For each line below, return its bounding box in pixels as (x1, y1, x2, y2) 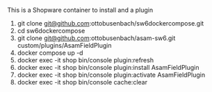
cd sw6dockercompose (17, 27, 85, 35)
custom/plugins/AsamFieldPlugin (17, 42, 113, 49)
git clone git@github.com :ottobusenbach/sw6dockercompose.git (17, 19, 204, 27)
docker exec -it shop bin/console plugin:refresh (17, 56, 154, 64)
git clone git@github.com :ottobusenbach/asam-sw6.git (17, 34, 176, 42)
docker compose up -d (17, 48, 83, 57)
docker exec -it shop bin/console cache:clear (17, 78, 148, 86)
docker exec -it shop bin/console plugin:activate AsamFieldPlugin (17, 71, 206, 79)
